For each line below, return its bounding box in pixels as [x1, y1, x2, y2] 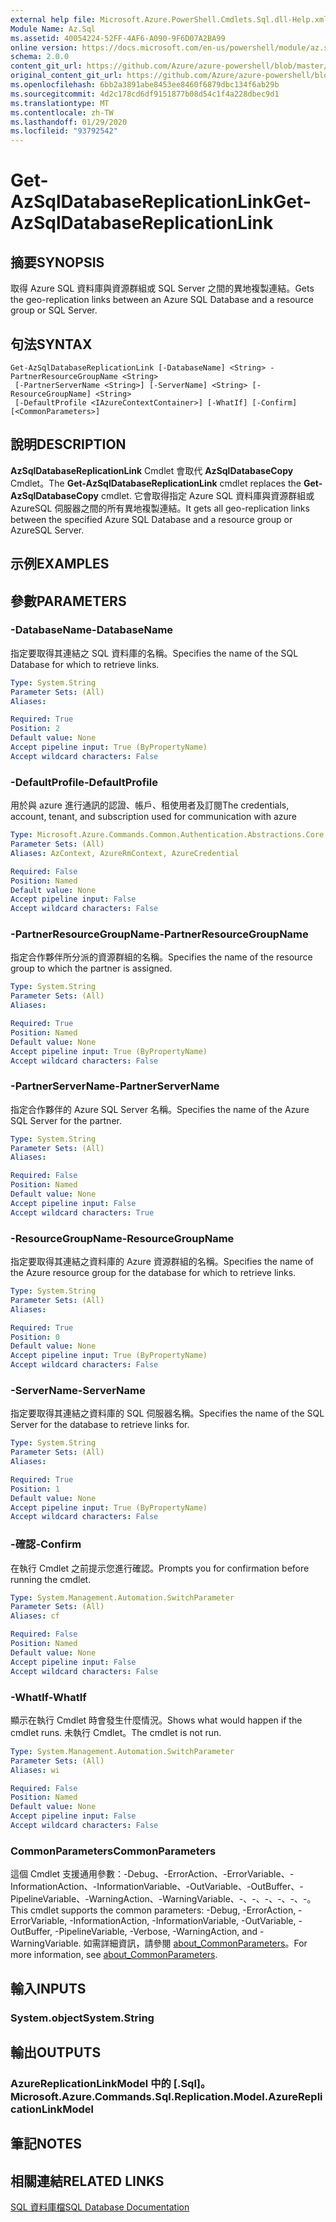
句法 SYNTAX [10, 336, 93, 353]
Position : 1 [10, 1484, 60, 1494]
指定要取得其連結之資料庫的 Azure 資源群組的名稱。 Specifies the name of [10, 1256, 314, 1268]
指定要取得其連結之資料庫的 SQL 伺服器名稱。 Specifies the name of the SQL [10, 1407, 325, 1420]
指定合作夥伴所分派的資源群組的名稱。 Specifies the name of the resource [10, 951, 313, 963]
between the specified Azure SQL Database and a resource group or [10, 513, 293, 525]
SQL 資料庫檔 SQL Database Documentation [10, 2201, 190, 2213]
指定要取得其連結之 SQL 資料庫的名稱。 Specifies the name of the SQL [10, 647, 299, 659]
